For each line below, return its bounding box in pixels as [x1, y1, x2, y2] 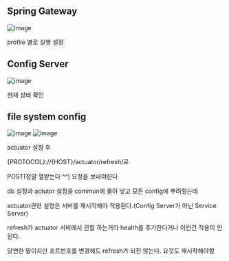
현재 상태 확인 [7, 91, 45, 99]
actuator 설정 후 [7, 144, 52, 152]
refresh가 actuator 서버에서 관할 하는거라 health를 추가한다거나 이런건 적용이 [7, 223, 215, 232]
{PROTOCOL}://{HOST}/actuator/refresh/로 [7, 158, 129, 166]
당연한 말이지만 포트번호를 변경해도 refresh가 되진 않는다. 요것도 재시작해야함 [7, 247, 215, 255]
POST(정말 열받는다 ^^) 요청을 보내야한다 [7, 172, 118, 181]
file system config [7, 111, 87, 123]
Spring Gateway [7, 5, 78, 17]
